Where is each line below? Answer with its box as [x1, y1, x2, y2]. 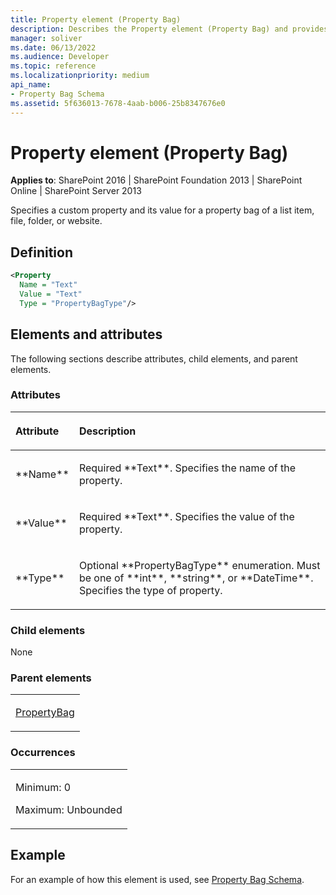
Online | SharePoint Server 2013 [10, 185, 142, 197]
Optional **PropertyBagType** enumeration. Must [78, 558, 321, 572]
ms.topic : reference [10, 61, 97, 71]
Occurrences [10, 746, 76, 760]
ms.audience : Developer [10, 52, 110, 62]
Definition [10, 244, 73, 261]
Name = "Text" [19, 280, 78, 290]
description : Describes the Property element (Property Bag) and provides [10, 24, 329, 34]
